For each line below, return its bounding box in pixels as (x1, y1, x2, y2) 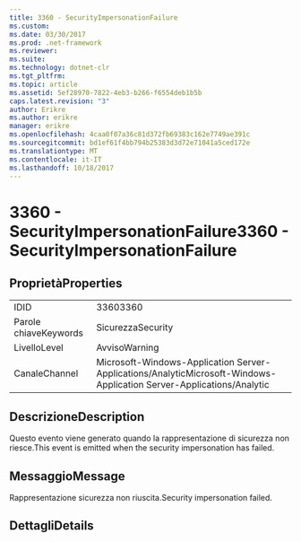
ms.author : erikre (9, 113, 78, 122)
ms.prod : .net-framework (9, 38, 102, 48)
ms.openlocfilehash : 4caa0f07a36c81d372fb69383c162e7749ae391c (9, 130, 251, 139)
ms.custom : (9, 22, 50, 31)
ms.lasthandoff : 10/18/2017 (9, 163, 115, 172)
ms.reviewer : (9, 47, 58, 56)
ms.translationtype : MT (9, 146, 99, 155)
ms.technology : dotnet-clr (9, 64, 110, 73)
